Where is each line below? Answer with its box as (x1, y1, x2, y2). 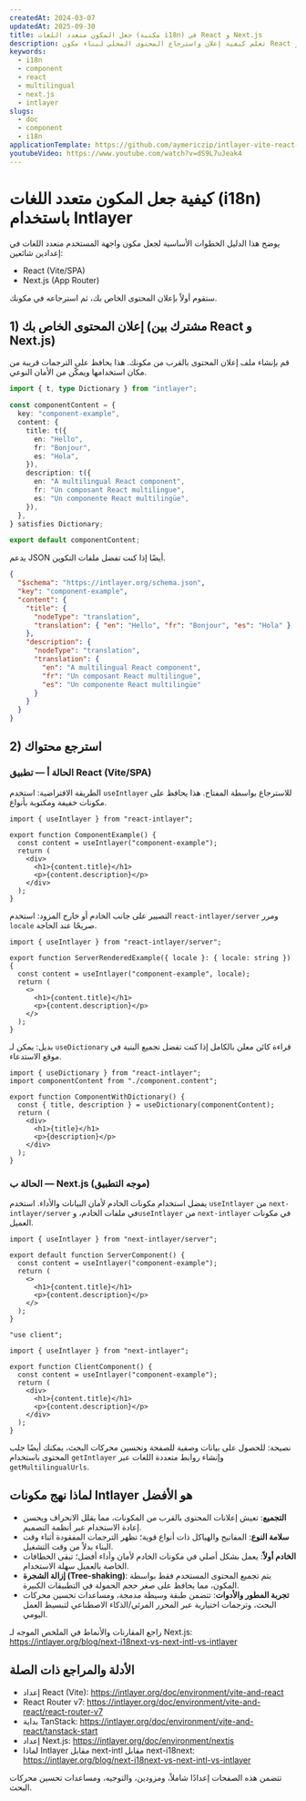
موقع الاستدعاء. (9, 1050, 62, 1061)
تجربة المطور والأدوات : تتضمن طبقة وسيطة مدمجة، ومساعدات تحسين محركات (22, 1589, 290, 1600)
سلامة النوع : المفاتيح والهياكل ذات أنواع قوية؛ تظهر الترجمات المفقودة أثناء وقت (22, 1531, 290, 1542)
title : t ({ (25, 425, 67, 435)
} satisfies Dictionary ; (9, 519, 104, 528)
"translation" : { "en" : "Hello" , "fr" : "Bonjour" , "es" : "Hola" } (33, 620, 291, 629)
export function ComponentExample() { (9, 830, 157, 839)
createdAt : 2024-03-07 (9, 13, 96, 23)
